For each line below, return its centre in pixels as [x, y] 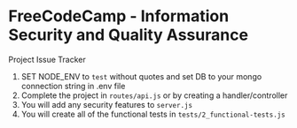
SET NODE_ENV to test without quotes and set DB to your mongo [141, 76]
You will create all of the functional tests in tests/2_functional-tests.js [153, 114]
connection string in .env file [73, 86]
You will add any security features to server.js [106, 104]
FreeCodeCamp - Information [119, 16]
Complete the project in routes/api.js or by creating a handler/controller [154, 95]
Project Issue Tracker [47, 59]
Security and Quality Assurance [129, 35]
